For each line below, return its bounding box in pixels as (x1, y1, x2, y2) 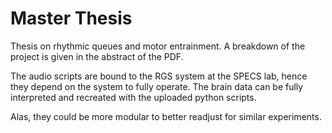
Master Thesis (10, 7, 133, 30)
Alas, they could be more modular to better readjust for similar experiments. (10, 110, 322, 122)
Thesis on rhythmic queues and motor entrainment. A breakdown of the (10, 40, 306, 52)
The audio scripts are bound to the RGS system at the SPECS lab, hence (10, 70, 308, 82)
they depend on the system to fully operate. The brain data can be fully (10, 80, 304, 92)
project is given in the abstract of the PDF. (10, 50, 184, 62)
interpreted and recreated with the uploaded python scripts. (10, 91, 257, 103)
